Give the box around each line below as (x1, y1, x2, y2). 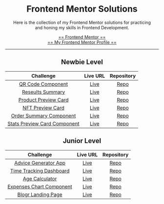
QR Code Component (19, 80, 68, 87)
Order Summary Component (11, 112, 76, 119)
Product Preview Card (18, 96, 69, 103)
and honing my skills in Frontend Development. (35, 24, 129, 30)
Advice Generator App (14, 159, 66, 166)
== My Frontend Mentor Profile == (47, 39, 117, 45)
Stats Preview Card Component (7, 120, 80, 127)
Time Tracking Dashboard (10, 167, 70, 174)
